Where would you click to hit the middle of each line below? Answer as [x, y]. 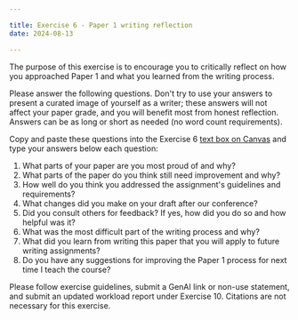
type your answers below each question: [84, 148]
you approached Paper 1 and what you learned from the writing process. [142, 76]
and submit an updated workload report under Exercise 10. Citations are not [148, 296]
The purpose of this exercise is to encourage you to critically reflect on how [148, 67]
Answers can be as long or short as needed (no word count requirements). [146, 122]
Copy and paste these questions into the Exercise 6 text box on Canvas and [148, 139]
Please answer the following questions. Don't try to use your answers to [141, 93]
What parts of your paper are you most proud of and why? [129, 165]
